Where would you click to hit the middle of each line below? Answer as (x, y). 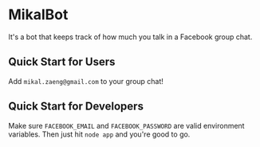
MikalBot (38, 15)
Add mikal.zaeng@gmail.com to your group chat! (86, 81)
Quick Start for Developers (76, 107)
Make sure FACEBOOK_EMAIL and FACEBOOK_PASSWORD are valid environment (126, 125)
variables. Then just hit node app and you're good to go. (99, 134)
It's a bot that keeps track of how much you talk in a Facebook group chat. (130, 37)
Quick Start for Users (62, 62)
